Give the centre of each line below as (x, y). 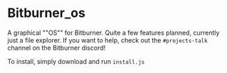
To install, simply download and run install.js (76, 61)
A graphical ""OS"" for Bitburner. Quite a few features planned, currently (114, 33)
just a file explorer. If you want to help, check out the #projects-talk (107, 40)
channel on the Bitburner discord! (57, 47)
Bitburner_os (46, 13)
